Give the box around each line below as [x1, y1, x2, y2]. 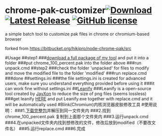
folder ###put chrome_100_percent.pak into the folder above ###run [5, 60, 142, 66]
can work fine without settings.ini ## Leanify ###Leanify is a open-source [5, 85, 151, 91]
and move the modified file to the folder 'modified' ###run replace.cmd [5, 70, 147, 76]
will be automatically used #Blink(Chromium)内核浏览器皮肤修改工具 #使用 [5, 101, 153, 107]
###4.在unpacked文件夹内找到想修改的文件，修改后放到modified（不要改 [5, 120, 152, 125]
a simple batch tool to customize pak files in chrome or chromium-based [5, 31, 150, 37]
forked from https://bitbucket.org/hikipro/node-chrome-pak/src [5, 45, 132, 51]
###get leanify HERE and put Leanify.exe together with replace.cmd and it [5, 95, 153, 101]
